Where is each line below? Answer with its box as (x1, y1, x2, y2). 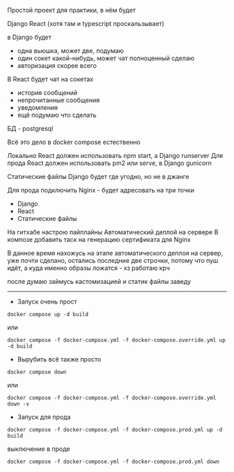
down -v (7, 401, 30, 408)
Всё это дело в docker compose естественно (7, 138, 141, 146)
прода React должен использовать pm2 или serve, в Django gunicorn (7, 159, 212, 167)
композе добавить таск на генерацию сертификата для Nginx (7, 236, 192, 243)
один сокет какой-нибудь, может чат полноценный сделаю (17, 54, 195, 62)
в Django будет (7, 33, 52, 41)
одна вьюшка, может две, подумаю (17, 47, 124, 55)
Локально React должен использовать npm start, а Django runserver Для (7, 152, 224, 159)
